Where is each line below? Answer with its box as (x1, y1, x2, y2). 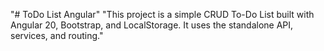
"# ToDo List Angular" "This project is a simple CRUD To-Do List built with (10, 9, 315, 20)
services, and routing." (10, 30, 104, 41)
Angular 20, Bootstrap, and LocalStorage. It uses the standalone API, (10, 19, 294, 31)
